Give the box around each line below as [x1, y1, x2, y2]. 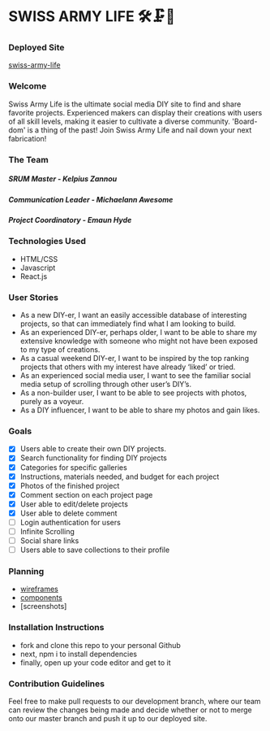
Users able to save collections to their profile [19, 545, 170, 555]
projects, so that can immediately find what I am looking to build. [19, 319, 237, 329]
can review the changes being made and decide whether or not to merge [8, 705, 253, 715]
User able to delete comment [19, 508, 118, 518]
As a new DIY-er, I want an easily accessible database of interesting [19, 311, 247, 320]
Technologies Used [8, 236, 87, 247]
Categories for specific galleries [19, 462, 127, 472]
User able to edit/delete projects [19, 498, 128, 509]
